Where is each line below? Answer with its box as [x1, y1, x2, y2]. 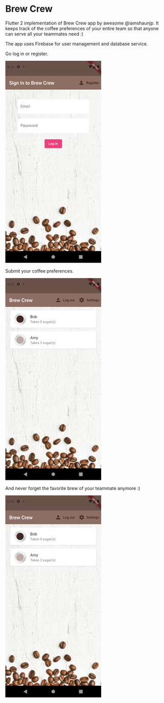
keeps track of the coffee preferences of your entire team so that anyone [5, 25, 159, 31]
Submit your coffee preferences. [5, 268, 74, 274]
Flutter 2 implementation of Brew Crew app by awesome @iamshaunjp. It [5, 20, 159, 26]
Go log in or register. [5, 51, 49, 57]
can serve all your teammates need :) [5, 31, 84, 37]
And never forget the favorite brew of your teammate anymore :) [5, 485, 140, 491]
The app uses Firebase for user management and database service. [5, 40, 148, 46]
